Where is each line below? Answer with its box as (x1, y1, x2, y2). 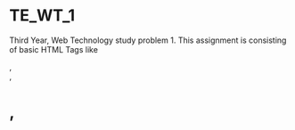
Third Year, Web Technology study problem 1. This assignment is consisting (9, 35, 287, 45)
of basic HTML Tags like (9, 44, 98, 54)
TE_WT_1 (9, 5, 76, 26)
